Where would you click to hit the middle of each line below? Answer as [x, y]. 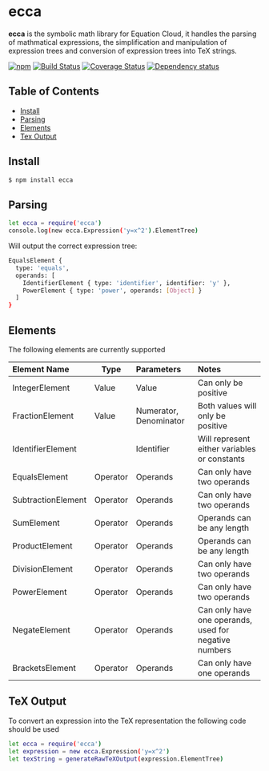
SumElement [36, 523]
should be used [34, 729]
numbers [215, 649]
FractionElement [43, 416]
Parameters [159, 369]
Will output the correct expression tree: [73, 246]
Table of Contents [54, 92]
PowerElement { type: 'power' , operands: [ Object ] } [112, 291]
